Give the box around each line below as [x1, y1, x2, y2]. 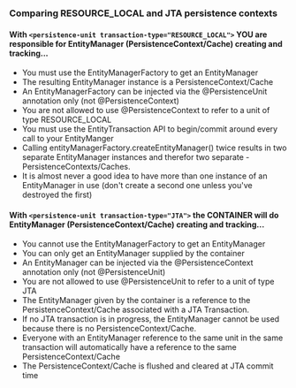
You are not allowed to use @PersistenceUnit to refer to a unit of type [21, 277, 275, 287]
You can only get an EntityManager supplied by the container [21, 248, 245, 259]
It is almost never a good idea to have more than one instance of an [21, 171, 268, 181]
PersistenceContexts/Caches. [21, 162, 131, 172]
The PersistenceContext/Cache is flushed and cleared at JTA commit [21, 361, 274, 371]
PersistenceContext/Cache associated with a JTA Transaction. [21, 304, 250, 316]
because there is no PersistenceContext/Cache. [21, 323, 197, 334]
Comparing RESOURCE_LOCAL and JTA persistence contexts [9, 7, 278, 19]
